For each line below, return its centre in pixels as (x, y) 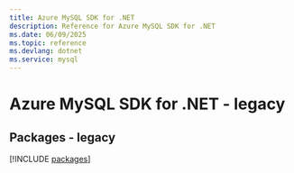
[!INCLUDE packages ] (50, 159)
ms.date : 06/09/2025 (48, 34)
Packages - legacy (62, 137)
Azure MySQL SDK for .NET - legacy (147, 104)
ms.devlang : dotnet (46, 51)
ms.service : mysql (44, 59)
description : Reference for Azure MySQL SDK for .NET (113, 26)
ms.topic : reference (48, 43)
